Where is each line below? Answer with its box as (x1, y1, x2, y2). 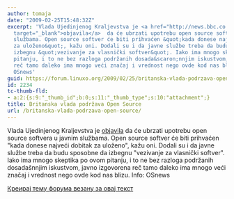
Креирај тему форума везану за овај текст (7, 184, 134, 192)
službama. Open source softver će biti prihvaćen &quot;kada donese (13, 36, 217, 43)
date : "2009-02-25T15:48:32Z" (7, 17, 95, 24)
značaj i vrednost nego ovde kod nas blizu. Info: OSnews (7, 170, 171, 179)
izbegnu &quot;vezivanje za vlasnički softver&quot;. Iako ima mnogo (13, 49, 219, 56)
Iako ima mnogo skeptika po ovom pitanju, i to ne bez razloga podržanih (7, 156, 214, 164)
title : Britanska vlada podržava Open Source (7, 101, 141, 108)
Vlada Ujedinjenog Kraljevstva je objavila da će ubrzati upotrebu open (7, 126, 208, 134)
